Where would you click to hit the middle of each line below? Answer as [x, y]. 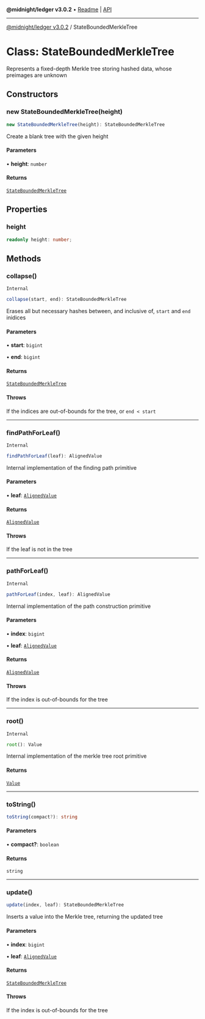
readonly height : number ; [39, 239]
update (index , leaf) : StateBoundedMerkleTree [65, 905]
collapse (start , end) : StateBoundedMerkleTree [67, 300]
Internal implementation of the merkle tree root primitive [77, 756]
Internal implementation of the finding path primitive [72, 467]
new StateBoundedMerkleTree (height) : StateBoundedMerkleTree [86, 124]
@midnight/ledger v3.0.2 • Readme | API [59, 9]
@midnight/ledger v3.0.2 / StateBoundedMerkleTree [72, 27]
